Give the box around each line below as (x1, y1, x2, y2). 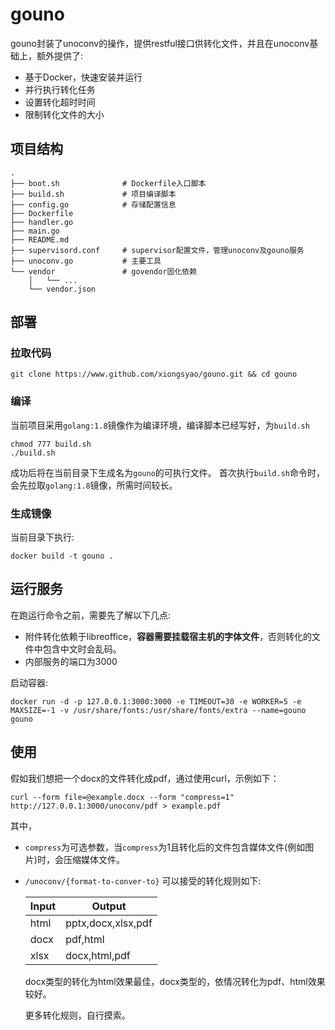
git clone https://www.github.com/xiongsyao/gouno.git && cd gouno (10, 369, 298, 380)
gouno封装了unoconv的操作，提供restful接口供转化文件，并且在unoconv (10, 37, 310, 49)
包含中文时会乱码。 (42, 643, 122, 655)
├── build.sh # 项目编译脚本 (10, 189, 177, 199)
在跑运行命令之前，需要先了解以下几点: (10, 609, 172, 621)
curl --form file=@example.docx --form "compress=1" (10, 792, 235, 802)
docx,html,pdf (65, 948, 131, 962)
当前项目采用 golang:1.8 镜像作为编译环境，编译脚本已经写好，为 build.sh (10, 419, 310, 431)
